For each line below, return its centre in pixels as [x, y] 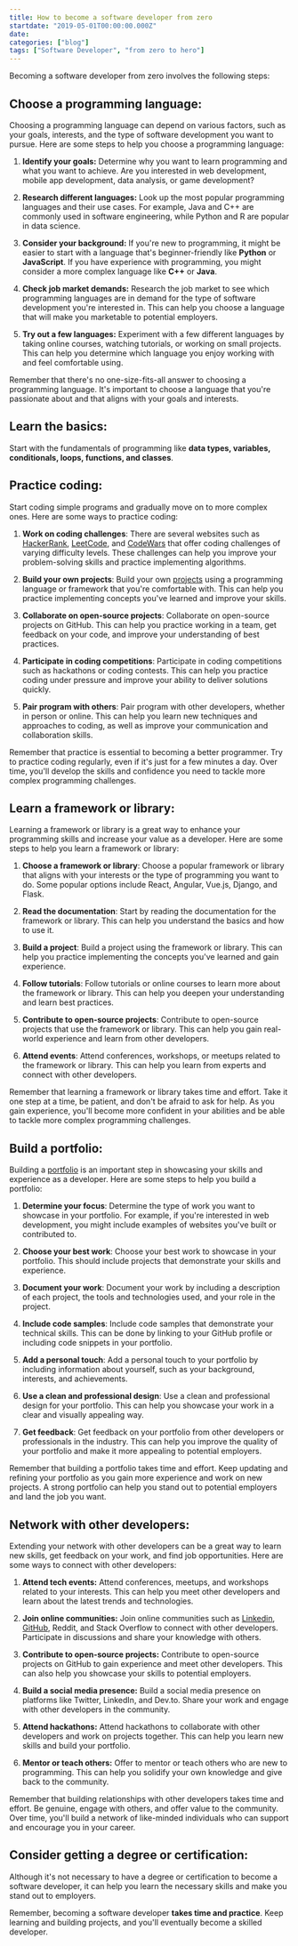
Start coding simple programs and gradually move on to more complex [139, 507]
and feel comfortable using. [72, 362]
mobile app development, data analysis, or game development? [138, 180]
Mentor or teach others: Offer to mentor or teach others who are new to [154, 1763]
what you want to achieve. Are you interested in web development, [144, 171]
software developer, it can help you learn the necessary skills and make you [148, 1886]
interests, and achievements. [75, 1379]
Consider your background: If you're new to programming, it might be [151, 243]
